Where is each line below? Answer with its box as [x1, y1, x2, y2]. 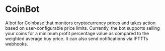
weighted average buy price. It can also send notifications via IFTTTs [5, 36, 148, 42]
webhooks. [5, 41, 29, 47]
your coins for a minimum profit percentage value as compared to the [5, 30, 149, 36]
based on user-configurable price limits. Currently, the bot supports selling [5, 25, 160, 31]
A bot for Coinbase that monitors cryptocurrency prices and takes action [5, 20, 156, 26]
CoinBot [5, 3, 40, 15]
